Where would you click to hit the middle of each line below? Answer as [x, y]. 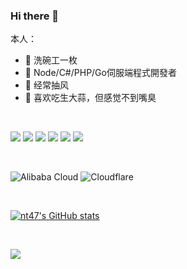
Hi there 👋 [35, 16]
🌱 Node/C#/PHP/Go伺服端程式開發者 [100, 73]
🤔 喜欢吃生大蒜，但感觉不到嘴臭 [90, 98]
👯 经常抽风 [46, 85]
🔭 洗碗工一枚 [51, 60]
